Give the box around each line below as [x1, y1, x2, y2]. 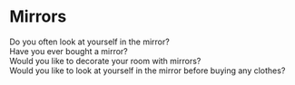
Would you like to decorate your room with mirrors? [9, 55, 202, 66]
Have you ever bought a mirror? [9, 45, 129, 56]
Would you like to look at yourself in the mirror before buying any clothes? [9, 65, 286, 76]
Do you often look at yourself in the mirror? [9, 36, 170, 47]
